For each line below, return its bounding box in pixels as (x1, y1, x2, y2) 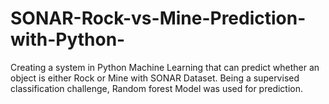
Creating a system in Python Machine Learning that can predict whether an (10, 61, 320, 73)
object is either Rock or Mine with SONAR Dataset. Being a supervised (10, 72, 300, 84)
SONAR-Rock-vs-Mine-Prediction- (10, 7, 307, 30)
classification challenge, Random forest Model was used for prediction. (10, 82, 304, 94)
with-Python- (10, 28, 126, 51)
